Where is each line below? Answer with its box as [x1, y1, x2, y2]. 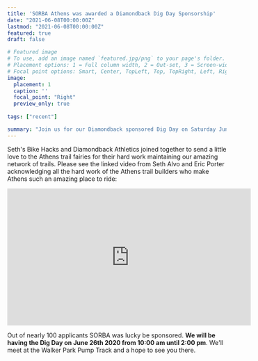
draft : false [7, 36, 45, 43]
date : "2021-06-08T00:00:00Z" [7, 17, 95, 24]
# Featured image [7, 49, 58, 56]
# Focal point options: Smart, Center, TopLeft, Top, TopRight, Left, [7, 67, 216, 75]
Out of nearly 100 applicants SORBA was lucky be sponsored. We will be [7, 331, 216, 339]
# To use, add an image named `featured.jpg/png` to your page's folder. [7, 55, 226, 63]
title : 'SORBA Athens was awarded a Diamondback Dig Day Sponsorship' [7, 10, 216, 17]
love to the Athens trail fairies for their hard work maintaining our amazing [7, 152, 218, 161]
